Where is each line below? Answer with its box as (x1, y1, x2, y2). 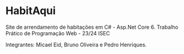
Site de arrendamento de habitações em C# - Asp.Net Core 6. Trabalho (5, 23, 179, 31)
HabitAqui (5, 4, 56, 18)
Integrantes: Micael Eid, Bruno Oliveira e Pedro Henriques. (5, 41, 147, 48)
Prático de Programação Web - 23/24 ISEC (5, 29, 110, 36)
